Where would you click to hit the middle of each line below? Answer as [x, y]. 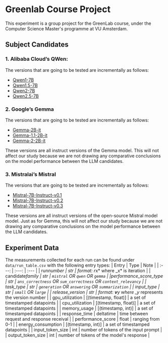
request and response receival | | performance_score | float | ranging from [82, 319]
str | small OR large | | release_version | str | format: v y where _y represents [84, 292]
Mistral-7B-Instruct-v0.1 [37, 195]
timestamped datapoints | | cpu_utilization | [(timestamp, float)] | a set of [80, 303]
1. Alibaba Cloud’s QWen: [37, 59]
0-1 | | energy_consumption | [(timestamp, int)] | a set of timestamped [77, 324]
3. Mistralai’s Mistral [31, 174]
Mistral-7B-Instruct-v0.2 [38, 200]
